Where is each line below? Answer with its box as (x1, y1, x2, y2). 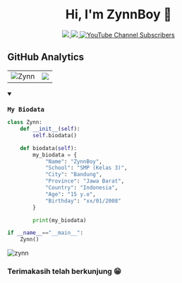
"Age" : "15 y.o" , (44, 190, 97, 197)
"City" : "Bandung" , (44, 171, 102, 178)
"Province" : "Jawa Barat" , (44, 178, 125, 185)
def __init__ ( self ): (20, 125, 80, 133)
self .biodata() (32, 132, 78, 139)
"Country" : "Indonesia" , (44, 184, 119, 192)
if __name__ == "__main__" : (7, 229, 83, 236)
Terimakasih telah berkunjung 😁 (7, 267, 122, 277)
